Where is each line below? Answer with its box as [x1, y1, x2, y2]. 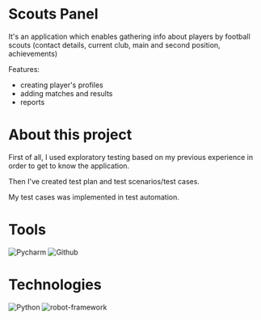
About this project [8, 126, 133, 144]
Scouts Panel [8, 5, 99, 23]
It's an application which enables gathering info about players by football [8, 32, 250, 41]
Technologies [8, 276, 103, 293]
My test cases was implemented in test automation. [8, 192, 180, 202]
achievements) [8, 48, 58, 58]
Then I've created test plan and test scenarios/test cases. [8, 176, 200, 186]
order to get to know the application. [8, 161, 130, 171]
